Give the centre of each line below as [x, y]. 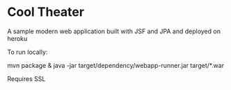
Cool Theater [46, 12]
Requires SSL [26, 79]
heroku [17, 38]
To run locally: [27, 52]
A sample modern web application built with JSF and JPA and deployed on [114, 31]
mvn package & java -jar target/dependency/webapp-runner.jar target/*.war [116, 65]
